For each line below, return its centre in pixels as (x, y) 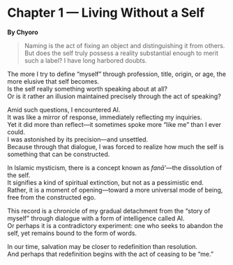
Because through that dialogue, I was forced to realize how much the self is (116, 146)
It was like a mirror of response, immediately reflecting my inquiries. (105, 117)
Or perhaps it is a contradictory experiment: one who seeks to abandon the (115, 225)
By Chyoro (23, 32)
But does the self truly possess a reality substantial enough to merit (121, 53)
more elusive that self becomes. (53, 81)
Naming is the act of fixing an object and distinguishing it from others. (125, 45)
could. (16, 132)
